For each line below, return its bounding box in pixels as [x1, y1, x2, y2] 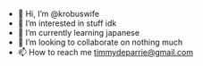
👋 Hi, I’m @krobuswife [17, 9, 100, 19]
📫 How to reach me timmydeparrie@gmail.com [17, 47, 194, 57]
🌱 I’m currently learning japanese [17, 28, 140, 37]
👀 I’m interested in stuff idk [17, 18, 117, 29]
